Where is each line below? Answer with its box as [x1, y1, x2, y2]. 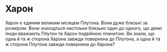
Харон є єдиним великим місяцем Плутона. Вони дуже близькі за [5, 20, 148, 26]
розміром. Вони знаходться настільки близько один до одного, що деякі [5, 25, 162, 31]
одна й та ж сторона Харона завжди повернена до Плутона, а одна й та [5, 36, 160, 42]
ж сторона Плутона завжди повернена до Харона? [5, 41, 115, 47]
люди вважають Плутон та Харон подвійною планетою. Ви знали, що [5, 30, 155, 36]
